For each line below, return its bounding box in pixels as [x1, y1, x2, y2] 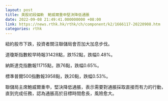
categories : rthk [5, 26, 42, 31]
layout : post [5, 7, 33, 13]
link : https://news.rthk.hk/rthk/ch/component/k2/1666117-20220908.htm [5, 21, 160, 27]
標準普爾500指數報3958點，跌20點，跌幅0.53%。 [5, 73, 111, 79]
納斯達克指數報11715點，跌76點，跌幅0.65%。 [5, 62, 102, 69]
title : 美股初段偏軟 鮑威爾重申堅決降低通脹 [5, 12, 90, 17]
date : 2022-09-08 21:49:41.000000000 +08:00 [5, 17, 101, 22]
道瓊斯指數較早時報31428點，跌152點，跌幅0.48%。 [5, 52, 116, 58]
